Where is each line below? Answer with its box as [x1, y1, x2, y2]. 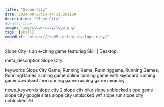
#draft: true [5, 21, 32, 26]
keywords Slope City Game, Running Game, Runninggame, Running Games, [5, 67, 159, 73]
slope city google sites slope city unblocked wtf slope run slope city [5, 92, 144, 98]
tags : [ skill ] [5, 30, 35, 35]
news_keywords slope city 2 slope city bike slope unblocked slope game [5, 87, 153, 93]
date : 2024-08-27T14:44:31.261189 [5, 12, 77, 17]
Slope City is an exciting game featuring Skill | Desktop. [5, 48, 118, 54]
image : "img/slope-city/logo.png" [5, 26, 77, 30]
